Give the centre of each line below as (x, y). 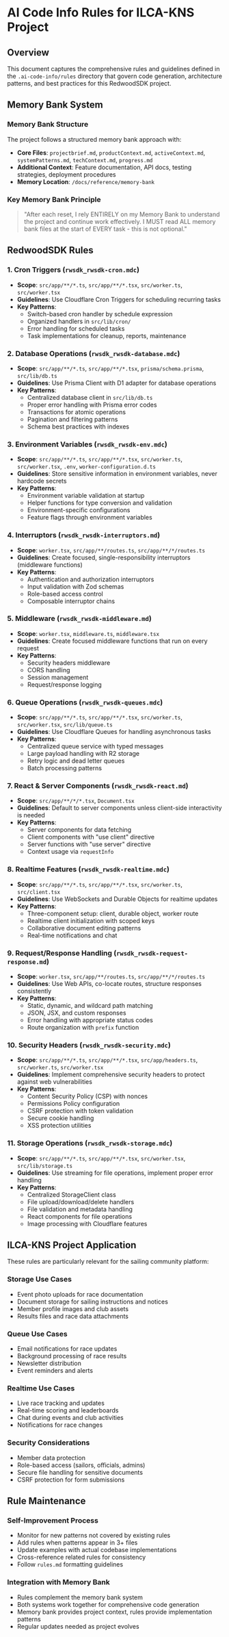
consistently (34, 991)
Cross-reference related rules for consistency (81, 1557)
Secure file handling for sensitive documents (80, 1472)
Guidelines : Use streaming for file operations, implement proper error (115, 1173)
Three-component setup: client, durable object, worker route (113, 913)
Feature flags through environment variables (90, 518)
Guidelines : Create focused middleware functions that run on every (112, 641)
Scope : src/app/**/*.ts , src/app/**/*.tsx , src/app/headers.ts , (107, 1060)
